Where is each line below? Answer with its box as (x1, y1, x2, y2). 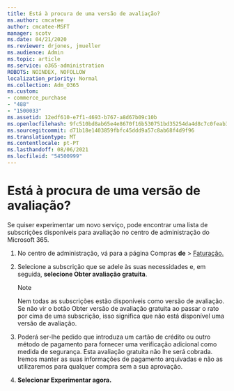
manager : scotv (7, 29, 52, 37)
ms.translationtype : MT (7, 133, 77, 140)
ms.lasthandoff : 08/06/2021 (7, 146, 89, 153)
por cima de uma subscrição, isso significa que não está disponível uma (17, 312, 225, 320)
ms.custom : (7, 88, 39, 95)
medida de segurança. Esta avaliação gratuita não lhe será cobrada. (17, 347, 213, 355)
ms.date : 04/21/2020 (7, 36, 68, 43)
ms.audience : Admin (7, 49, 64, 56)
